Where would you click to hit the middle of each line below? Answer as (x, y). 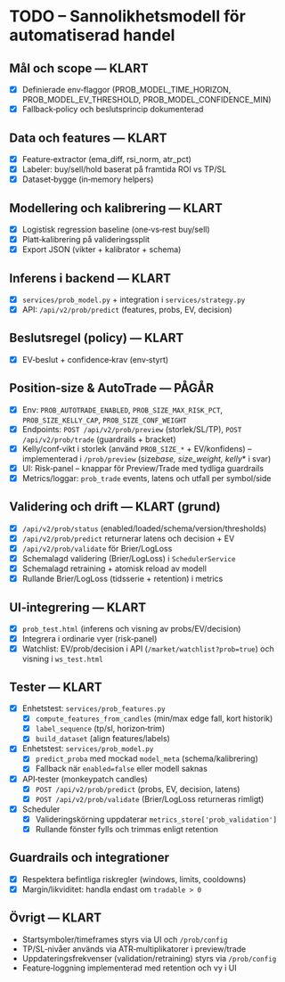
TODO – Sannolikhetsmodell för (128, 16)
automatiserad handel (92, 35)
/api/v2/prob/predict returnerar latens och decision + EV (128, 538)
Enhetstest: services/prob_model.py (88, 749)
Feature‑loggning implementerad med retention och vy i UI (130, 968)
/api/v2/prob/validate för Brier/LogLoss (97, 548)
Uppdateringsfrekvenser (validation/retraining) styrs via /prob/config (149, 958)
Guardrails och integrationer (90, 858)
